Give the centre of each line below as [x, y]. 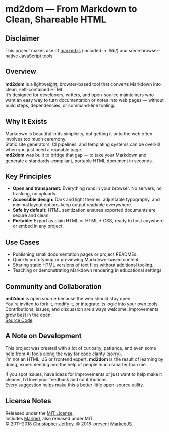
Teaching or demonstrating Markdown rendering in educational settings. [88, 270]
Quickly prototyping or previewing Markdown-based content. [76, 260]
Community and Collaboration [53, 286]
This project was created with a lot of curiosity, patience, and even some [81, 348]
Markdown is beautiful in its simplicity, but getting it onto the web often [79, 133]
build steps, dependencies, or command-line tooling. [60, 105]
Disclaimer [22, 38]
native [12, 56]
